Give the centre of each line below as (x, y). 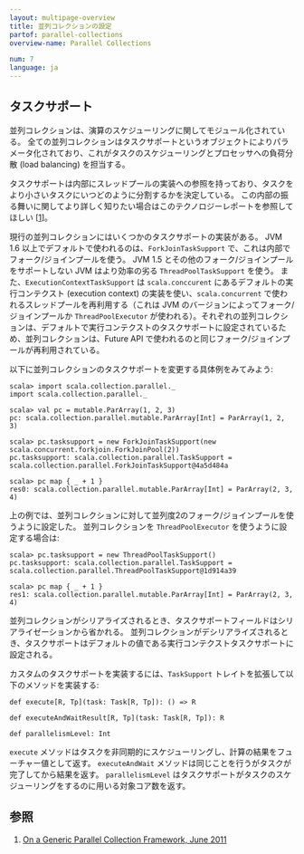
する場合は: (38, 537)
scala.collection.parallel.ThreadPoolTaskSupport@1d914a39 (123, 571)
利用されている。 (72, 350)
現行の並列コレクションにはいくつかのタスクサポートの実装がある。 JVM (146, 236)
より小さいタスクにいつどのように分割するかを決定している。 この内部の (145, 195)
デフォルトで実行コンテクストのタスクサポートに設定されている (159, 327)
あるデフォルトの (253, 282)
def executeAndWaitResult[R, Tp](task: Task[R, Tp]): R (117, 718)
